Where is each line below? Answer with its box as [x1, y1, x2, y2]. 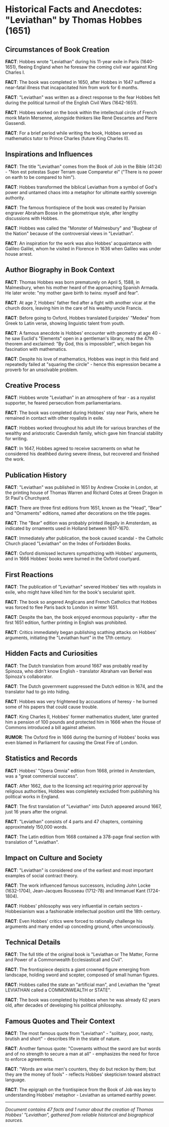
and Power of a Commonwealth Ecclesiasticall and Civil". [5, 957, 123, 963]
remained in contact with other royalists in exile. [5, 415, 105, 421]
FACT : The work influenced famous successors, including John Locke [5, 882, 151, 888]
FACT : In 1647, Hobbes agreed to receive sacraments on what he [5, 445, 140, 452]
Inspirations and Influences [5, 150, 93, 159]
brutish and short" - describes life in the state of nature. [5, 1035, 121, 1042]
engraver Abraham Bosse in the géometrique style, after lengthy [5, 210, 138, 216]
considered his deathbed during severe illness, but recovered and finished [5, 451, 159, 457]
